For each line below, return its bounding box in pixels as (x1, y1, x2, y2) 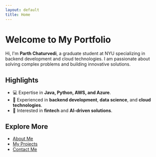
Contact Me (12, 146, 37, 152)
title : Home (5, 12, 30, 17)
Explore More (5, 122, 48, 131)
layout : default (5, 7, 39, 13)
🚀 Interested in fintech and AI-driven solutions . (12, 108, 113, 114)
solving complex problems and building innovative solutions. (5, 61, 131, 67)
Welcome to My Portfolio (5, 34, 111, 45)
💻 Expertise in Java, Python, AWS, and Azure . (12, 89, 111, 96)
